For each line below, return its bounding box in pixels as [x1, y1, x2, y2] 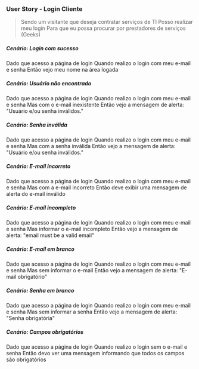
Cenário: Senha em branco [6, 287, 74, 294]
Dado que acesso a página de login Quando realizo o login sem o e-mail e [6, 343, 188, 350]
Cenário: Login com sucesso [6, 44, 79, 52]
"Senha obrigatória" [6, 315, 55, 322]
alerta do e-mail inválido [6, 190, 66, 198]
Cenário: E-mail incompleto [6, 204, 76, 211]
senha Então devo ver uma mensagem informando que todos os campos [6, 350, 185, 357]
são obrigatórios [6, 356, 46, 363]
